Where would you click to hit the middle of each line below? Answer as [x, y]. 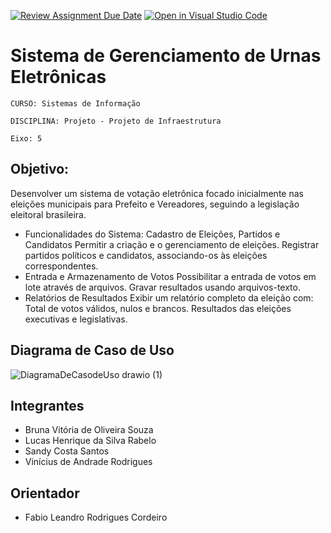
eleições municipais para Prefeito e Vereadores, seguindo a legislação [155, 204]
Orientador [45, 493]
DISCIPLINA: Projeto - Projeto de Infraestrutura [116, 121]
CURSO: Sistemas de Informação [75, 103]
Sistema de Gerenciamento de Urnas [166, 56]
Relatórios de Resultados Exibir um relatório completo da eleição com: [169, 297]
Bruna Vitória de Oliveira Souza [89, 430]
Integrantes [47, 405]
